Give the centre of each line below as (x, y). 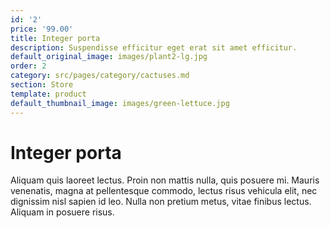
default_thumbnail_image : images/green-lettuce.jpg (120, 103)
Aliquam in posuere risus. (62, 212)
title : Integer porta (55, 38)
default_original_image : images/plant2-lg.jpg (109, 57)
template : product (48, 94)
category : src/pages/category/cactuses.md (100, 76)
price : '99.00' (42, 29)
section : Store (42, 85)
